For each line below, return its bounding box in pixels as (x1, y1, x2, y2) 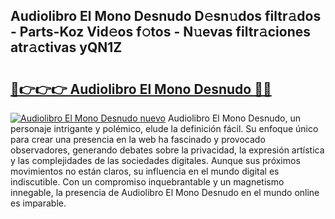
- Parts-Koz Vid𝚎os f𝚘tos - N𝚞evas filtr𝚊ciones (10, 24, 312, 41)
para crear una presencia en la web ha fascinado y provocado (10, 134, 266, 145)
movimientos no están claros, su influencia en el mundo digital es (10, 165, 280, 177)
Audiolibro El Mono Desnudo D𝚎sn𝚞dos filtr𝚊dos (10, 8, 322, 25)
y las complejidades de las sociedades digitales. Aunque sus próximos (10, 155, 301, 166)
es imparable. (10, 197, 67, 209)
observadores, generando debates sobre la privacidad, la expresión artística (10, 144, 325, 156)
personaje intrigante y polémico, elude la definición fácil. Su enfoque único (10, 123, 319, 134)
